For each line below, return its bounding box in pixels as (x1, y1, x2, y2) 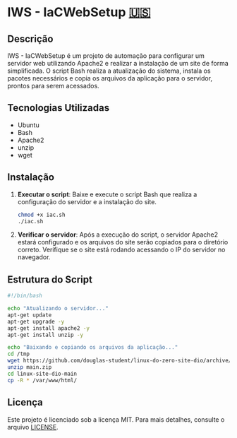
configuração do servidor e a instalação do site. (17, 197, 157, 206)
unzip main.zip (7, 364, 52, 371)
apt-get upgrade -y (7, 318, 65, 325)
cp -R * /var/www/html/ (7, 377, 78, 384)
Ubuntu (17, 121, 40, 129)
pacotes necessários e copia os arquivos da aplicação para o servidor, (7, 74, 213, 82)
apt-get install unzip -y (7, 331, 83, 338)
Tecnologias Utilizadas (7, 102, 110, 114)
